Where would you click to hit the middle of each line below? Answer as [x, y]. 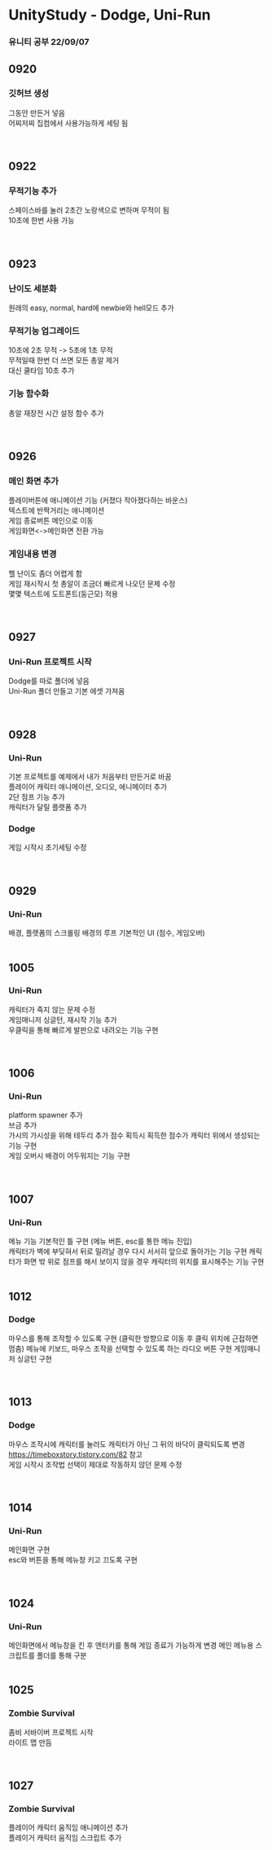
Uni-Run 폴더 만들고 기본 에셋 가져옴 [67, 691]
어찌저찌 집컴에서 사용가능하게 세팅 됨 [68, 123]
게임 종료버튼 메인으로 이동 [51, 521]
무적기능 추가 [33, 191]
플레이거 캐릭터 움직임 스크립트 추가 [65, 1838]
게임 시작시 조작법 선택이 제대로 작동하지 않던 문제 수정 [95, 1464]
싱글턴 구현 [35, 1358]
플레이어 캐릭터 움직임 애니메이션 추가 [68, 1828]
